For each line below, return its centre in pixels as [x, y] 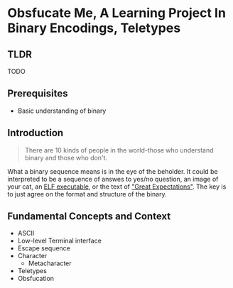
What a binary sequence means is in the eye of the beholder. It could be [113, 171]
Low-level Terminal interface [59, 241]
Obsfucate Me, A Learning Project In [116, 13]
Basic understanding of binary [62, 111]
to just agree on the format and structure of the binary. [87, 194]
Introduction [36, 133]
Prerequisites [38, 94]
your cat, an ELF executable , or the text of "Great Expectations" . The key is [117, 187]
